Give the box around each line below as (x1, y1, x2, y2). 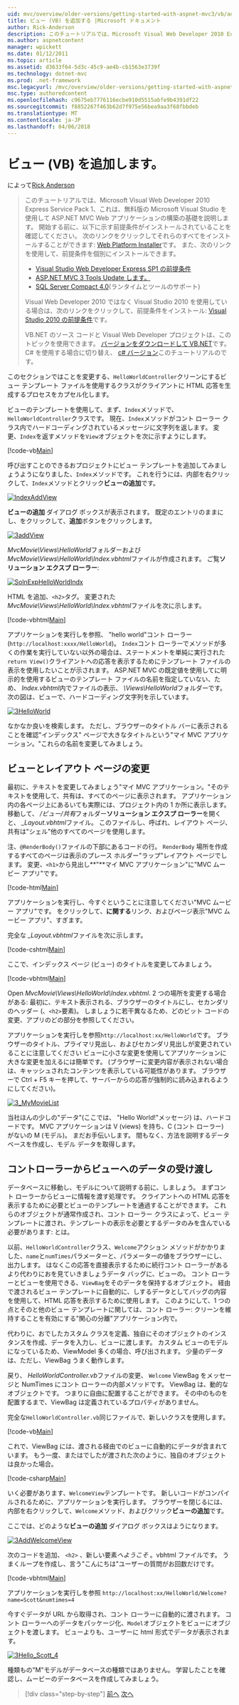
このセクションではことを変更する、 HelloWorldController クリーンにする (7, 372, 221, 381)
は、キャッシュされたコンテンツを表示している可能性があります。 (7, 1066, 201, 1075)
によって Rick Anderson (7, 181, 75, 190)
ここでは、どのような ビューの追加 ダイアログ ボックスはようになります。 (7, 1522, 223, 1530)
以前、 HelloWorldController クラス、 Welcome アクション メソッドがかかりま (7, 1243, 226, 1252)
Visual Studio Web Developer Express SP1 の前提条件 (35, 264, 191, 273)
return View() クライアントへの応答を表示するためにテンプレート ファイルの (7, 657, 231, 666)
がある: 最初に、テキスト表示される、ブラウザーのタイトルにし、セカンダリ (7, 998, 229, 1006)
